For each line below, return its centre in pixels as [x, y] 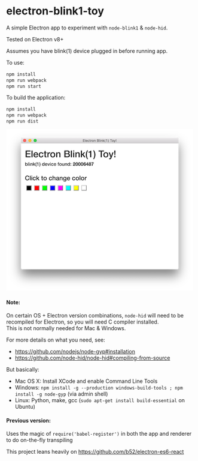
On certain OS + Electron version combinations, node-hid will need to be [95, 316]
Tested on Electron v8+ [35, 39]
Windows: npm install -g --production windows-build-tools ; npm [99, 388]
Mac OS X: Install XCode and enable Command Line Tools [86, 381]
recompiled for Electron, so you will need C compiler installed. [83, 322]
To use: [16, 62]
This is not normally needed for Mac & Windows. [66, 328]
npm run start [24, 86]
